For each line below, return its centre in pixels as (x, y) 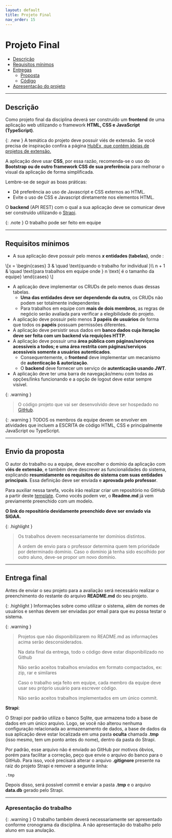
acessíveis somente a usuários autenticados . (62, 352)
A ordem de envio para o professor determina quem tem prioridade (89, 546)
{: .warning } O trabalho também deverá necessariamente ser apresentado (84, 819)
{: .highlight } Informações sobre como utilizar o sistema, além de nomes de (85, 605)
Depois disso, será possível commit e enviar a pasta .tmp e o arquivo (78, 785)
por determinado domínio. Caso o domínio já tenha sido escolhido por (91, 552)
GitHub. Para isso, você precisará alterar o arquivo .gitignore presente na (83, 760)
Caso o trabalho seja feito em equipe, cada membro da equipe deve (89, 682)
